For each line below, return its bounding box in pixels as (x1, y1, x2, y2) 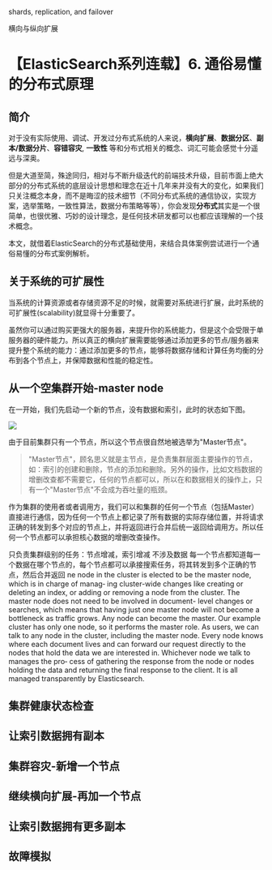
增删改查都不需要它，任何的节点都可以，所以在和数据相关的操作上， (28, 474, 256, 484)
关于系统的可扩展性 (8, 275, 104, 289)
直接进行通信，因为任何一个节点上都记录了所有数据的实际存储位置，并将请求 (8, 512, 264, 521)
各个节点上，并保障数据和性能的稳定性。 (22, 355, 158, 365)
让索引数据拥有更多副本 (8, 819, 125, 834)
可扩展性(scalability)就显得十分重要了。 (8, 307, 140, 317)
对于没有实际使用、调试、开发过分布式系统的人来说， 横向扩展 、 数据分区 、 (8, 133, 257, 143)
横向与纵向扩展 (8, 24, 58, 33)
